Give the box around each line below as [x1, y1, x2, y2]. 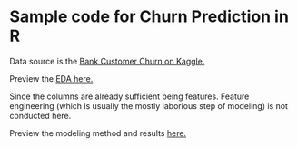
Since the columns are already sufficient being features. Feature [9, 91, 250, 102]
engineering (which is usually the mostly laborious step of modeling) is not [9, 100, 289, 111]
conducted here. [9, 110, 72, 121]
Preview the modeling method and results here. [9, 127, 187, 138]
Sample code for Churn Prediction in [9, 6, 289, 27]
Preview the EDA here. [9, 73, 94, 84]
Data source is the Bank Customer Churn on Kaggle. [9, 55, 205, 66]
